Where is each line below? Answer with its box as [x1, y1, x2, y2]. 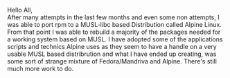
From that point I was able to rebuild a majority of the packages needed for [7, 28, 221, 36]
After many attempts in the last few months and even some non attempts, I [7, 13, 220, 21]
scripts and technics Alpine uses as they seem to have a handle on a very [7, 43, 217, 50]
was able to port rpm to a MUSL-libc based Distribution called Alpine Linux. [7, 21, 222, 28]
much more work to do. [7, 65, 74, 72]
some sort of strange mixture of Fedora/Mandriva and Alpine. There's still [7, 57, 217, 65]
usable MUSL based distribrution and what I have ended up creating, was [7, 50, 217, 58]
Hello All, [7, 6, 33, 14]
